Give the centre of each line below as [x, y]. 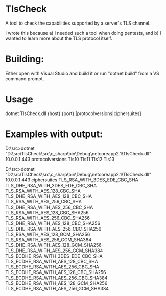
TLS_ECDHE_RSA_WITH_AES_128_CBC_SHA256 [56, 272]
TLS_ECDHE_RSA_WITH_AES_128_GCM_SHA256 [56, 283]
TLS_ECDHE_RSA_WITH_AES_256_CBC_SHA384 [56, 278]
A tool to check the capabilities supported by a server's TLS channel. [78, 23]
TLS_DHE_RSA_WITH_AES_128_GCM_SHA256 [53, 245]
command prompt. [25, 78]
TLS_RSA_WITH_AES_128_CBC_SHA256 [47, 212]
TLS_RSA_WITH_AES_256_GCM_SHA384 [49, 240]
